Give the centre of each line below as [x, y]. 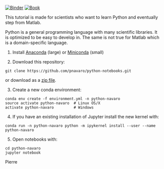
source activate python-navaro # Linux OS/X [53, 103]
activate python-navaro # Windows [49, 108]
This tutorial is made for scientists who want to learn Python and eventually [82, 17]
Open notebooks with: [35, 139]
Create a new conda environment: [47, 90]
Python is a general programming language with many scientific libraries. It [81, 32]
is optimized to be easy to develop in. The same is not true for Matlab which [82, 37]
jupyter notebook [23, 153]
